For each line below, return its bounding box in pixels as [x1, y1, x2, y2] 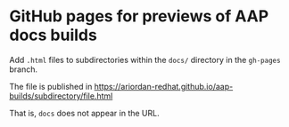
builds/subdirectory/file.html [9, 91, 113, 101]
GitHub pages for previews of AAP [9, 6, 269, 27]
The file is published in [9, 81, 93, 91]
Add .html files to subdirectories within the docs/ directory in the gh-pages [9, 54, 281, 65]
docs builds [9, 25, 98, 45]
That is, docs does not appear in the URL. [9, 107, 160, 118]
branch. [9, 64, 38, 75]
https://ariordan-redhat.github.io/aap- [94, 81, 234, 91]
